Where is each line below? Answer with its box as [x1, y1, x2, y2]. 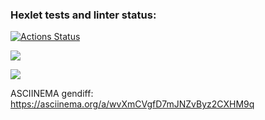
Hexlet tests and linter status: [10, 8, 157, 22]
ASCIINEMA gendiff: [10, 88, 94, 100]
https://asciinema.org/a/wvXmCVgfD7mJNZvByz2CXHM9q [10, 98, 255, 110]
